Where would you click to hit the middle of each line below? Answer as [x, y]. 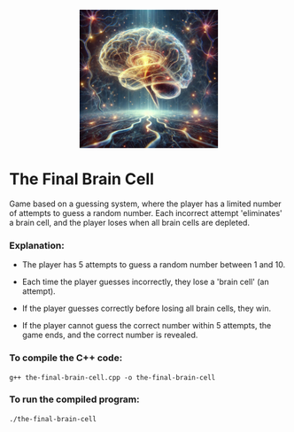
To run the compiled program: [74, 399]
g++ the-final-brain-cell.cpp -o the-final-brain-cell [112, 377]
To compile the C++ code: [66, 358]
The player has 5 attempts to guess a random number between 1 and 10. [154, 265]
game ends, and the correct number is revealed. [110, 335]
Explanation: [37, 245]
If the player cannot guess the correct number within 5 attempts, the [147, 326]
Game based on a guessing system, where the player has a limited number [145, 204]
